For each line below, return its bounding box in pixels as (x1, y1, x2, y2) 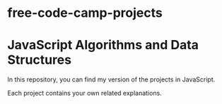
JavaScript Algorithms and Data (7, 37, 199, 53)
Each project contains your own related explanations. (7, 89, 163, 98)
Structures (7, 52, 72, 68)
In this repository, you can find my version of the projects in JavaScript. (7, 75, 216, 84)
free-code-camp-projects (7, 5, 163, 21)
